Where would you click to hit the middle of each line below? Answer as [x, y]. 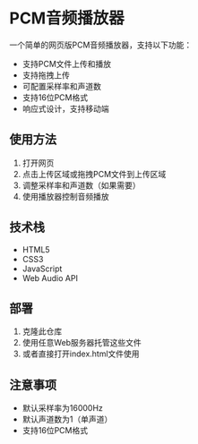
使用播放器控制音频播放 [65, 196]
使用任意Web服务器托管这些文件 [82, 343]
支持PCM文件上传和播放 [67, 64]
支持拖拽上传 [46, 75]
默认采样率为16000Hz [62, 408]
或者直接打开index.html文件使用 [81, 354]
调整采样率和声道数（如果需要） [81, 185]
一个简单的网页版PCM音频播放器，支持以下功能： [101, 45]
